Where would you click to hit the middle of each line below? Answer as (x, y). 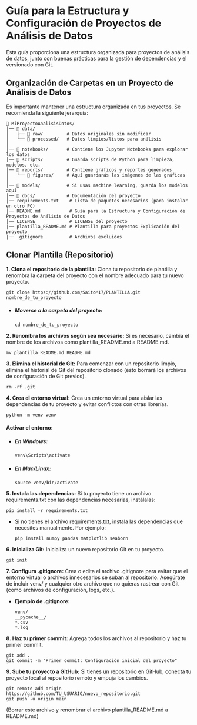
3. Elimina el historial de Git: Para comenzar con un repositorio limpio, (91, 364)
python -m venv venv (31, 415)
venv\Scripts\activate (42, 455)
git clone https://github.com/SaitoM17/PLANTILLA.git (74, 292)
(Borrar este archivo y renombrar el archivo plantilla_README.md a (87, 710)
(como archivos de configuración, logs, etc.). (61, 590)
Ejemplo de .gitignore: (42, 601)
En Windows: (31, 441)
